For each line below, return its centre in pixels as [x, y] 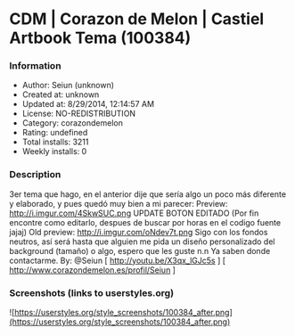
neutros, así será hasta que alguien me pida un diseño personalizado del [142, 242]
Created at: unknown [61, 94]
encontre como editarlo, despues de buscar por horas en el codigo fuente [145, 222]
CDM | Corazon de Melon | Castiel [137, 19]
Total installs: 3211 [55, 142]
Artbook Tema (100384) [100, 38]
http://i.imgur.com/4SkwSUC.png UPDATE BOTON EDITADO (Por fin [134, 213]
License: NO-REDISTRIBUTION [79, 114]
